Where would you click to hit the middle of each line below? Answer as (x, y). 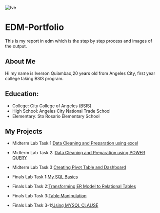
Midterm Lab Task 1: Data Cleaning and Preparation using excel (75, 143)
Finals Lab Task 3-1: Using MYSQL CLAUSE (55, 205)
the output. (16, 46)
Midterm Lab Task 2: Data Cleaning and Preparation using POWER (79, 153)
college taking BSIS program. (34, 78)
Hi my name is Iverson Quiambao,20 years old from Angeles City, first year (80, 73)
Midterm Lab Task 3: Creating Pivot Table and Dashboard (69, 167)
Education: (22, 94)
